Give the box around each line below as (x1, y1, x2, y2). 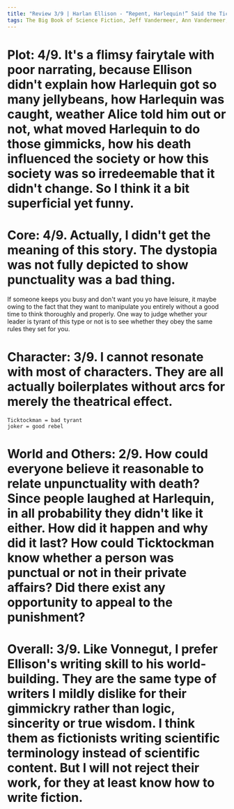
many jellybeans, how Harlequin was (7, 92, 225, 107)
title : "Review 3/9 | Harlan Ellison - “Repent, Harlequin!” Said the (7, 10, 217, 17)
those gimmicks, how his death (7, 136, 192, 152)
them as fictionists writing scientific (7, 730, 221, 746)
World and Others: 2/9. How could (7, 446, 209, 462)
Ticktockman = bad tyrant (7, 416, 82, 423)
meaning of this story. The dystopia (7, 242, 218, 258)
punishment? (7, 609, 86, 625)
